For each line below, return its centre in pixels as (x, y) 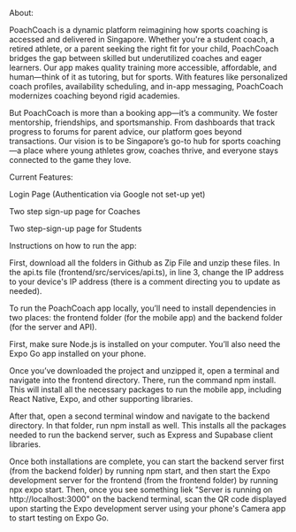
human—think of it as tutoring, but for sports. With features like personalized (148, 77)
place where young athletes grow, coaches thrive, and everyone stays (151, 150)
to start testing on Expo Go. (59, 518)
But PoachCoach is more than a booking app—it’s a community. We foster (144, 113)
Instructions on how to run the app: (73, 246)
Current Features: (41, 177)
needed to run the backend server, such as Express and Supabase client (141, 435)
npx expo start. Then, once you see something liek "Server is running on (141, 490)
